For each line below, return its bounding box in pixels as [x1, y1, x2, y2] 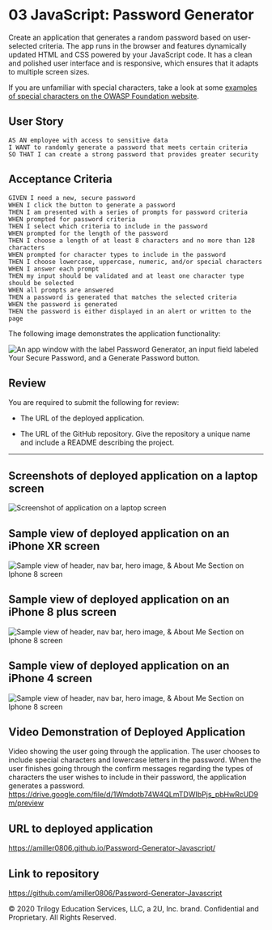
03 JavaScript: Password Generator [8, 6, 254, 24]
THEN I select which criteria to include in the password [8, 222, 208, 230]
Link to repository [8, 867, 100, 881]
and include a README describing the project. [19, 437, 175, 447]
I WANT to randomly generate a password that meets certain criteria [8, 143, 249, 151]
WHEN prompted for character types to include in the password [8, 250, 227, 258]
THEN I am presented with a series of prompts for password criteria [8, 208, 249, 216]
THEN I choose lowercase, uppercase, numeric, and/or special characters [8, 258, 263, 266]
